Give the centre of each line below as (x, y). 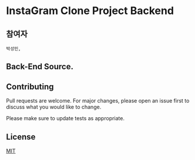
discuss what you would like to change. (54, 107)
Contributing (30, 86)
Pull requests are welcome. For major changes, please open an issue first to (98, 101)
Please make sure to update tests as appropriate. (65, 118)
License (21, 137)
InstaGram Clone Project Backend (90, 11)
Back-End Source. (40, 67)
